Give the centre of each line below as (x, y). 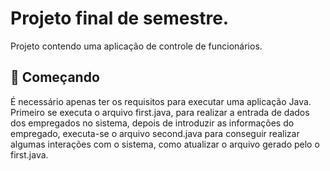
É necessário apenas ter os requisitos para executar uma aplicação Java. (161, 101)
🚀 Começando (55, 77)
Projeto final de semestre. (120, 18)
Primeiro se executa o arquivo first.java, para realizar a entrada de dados (160, 112)
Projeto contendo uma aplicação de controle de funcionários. (136, 46)
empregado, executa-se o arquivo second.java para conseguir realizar (155, 133)
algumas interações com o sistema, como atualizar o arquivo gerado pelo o (165, 144)
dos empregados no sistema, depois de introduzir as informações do (152, 123)
